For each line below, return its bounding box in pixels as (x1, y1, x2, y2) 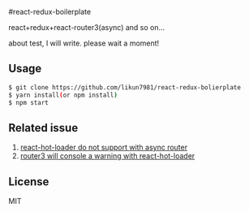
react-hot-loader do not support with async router (19, 142, 188, 153)
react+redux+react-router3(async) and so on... (8, 23, 165, 32)
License (8, 175, 49, 188)
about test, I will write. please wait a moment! (8, 38, 160, 48)
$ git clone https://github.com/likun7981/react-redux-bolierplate (8, 83, 242, 92)
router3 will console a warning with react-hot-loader (19, 151, 195, 161)
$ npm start (8, 98, 49, 106)
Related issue (8, 121, 79, 135)
